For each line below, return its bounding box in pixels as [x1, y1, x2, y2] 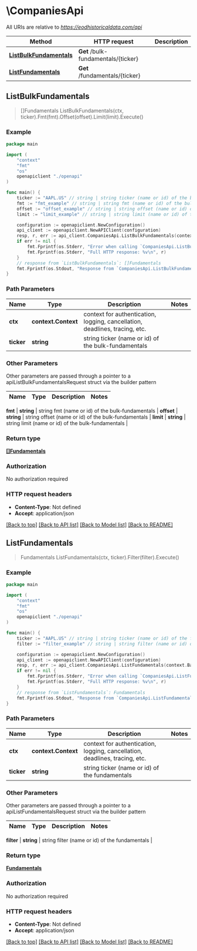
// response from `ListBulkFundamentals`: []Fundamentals [16, 260, 161, 266]
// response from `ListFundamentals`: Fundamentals [16, 690, 145, 695]
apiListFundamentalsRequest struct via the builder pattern [6, 808, 146, 815]
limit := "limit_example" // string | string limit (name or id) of [16, 211, 188, 218]
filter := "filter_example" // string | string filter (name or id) [16, 641, 188, 647]
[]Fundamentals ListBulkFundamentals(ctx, [20, 107, 124, 114]
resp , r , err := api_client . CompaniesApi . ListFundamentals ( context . [16, 663, 188, 668]
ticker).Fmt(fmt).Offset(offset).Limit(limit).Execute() [20, 113, 144, 120]
